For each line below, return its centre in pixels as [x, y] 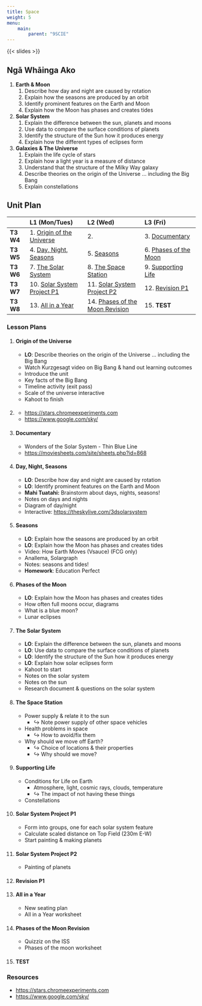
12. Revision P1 [167, 288]
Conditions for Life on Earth [58, 781]
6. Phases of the [167, 250]
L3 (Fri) [155, 222]
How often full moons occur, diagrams [72, 604]
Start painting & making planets [63, 840]
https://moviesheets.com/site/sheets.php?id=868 [85, 453]
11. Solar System [111, 284]
